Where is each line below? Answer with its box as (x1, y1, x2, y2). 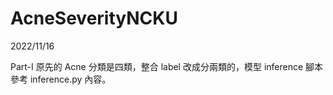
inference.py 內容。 (29, 73, 112, 85)
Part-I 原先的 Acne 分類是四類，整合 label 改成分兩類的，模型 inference (10, 60, 304, 72)
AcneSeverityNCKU (10, 7, 178, 30)
